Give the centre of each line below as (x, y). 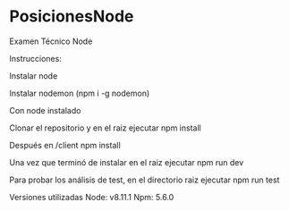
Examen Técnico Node (51, 41)
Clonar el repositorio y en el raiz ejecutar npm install (105, 128)
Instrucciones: (36, 58)
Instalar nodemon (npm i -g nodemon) (80, 93)
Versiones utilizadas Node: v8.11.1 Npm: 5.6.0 (92, 197)
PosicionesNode (72, 17)
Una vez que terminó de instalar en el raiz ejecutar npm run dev (127, 162)
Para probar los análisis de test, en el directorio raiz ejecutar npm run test (144, 180)
